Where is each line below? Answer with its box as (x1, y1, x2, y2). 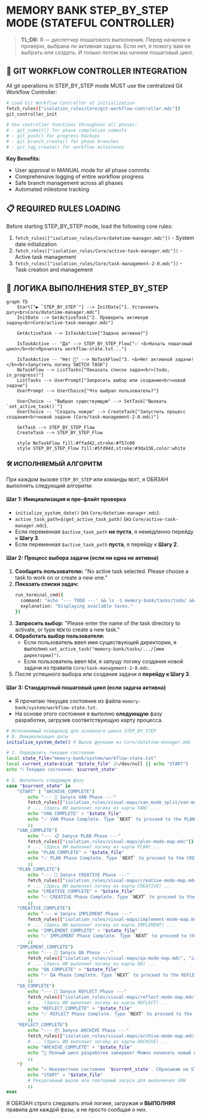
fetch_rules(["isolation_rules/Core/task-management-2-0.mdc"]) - (14, 260, 182, 267)
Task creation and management (14, 266, 93, 273)
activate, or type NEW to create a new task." (14, 626, 120, 633)
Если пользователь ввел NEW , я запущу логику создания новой (23, 657, 184, 664)
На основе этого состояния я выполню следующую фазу (14, 710, 163, 717)
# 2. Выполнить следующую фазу (6, 777, 84, 783)
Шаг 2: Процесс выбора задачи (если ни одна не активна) (6, 554, 159, 562)
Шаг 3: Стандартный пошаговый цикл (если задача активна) (6, 684, 166, 691)
